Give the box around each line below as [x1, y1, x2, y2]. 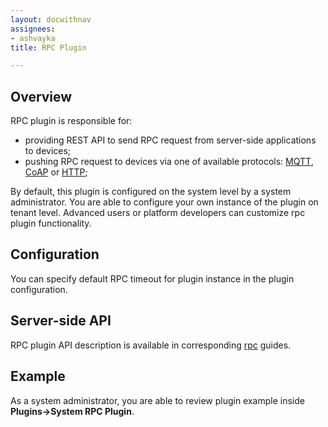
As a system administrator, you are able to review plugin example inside [10, 394, 305, 406]
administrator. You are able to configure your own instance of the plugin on [10, 196, 319, 208]
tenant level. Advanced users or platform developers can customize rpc [10, 207, 306, 219]
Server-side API [10, 312, 112, 330]
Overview [10, 88, 73, 105]
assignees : [10, 24, 56, 34]
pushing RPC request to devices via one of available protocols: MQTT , [24, 156, 314, 168]
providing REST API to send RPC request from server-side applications [24, 134, 317, 146]
